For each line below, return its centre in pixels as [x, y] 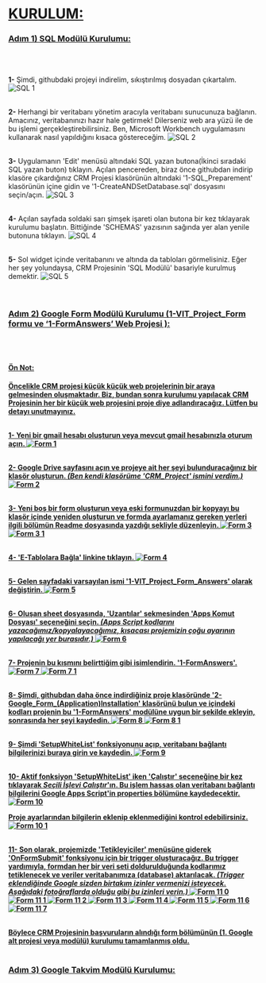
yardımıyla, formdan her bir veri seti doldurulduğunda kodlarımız [117, 866]
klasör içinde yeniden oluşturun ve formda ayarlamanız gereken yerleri [128, 517]
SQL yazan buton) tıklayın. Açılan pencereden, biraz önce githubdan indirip [131, 170]
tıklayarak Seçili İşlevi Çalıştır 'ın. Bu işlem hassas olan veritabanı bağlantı [132, 784]
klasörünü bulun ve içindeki [189, 703]
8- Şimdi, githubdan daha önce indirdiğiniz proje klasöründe [109, 695]
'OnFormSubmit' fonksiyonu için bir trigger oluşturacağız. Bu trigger [123, 857]
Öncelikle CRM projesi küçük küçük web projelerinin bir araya [112, 385]
